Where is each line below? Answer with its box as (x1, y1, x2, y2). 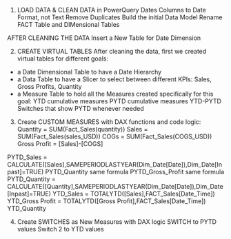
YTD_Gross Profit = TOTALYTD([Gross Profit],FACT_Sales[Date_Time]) (7, 197, 206, 205)
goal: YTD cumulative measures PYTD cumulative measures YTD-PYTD (17, 97, 222, 105)
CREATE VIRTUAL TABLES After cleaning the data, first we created (17, 48, 207, 55)
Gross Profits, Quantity (17, 83, 82, 90)
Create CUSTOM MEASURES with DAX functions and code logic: (17, 118, 201, 126)
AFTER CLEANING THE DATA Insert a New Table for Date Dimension (7, 34, 201, 42)
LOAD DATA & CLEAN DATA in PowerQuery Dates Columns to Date (17, 6, 207, 14)
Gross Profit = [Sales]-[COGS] (17, 140, 103, 147)
